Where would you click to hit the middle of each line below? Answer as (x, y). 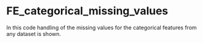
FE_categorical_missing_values (87, 11)
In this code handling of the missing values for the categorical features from (101, 27)
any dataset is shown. (34, 33)
